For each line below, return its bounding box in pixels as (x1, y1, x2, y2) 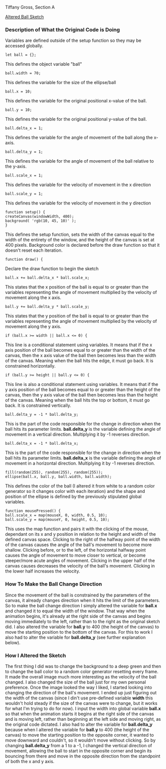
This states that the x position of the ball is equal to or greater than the (5, 284, 149, 290)
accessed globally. (5, 43, 44, 49)
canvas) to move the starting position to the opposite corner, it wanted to (5, 732, 154, 738)
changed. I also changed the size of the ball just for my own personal (5, 679, 146, 685)
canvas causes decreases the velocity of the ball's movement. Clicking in (5, 563, 155, 569)
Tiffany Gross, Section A (5, 4, 55, 10)
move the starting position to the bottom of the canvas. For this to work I (5, 629, 153, 635)
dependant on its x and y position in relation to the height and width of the (5, 531, 156, 537)
